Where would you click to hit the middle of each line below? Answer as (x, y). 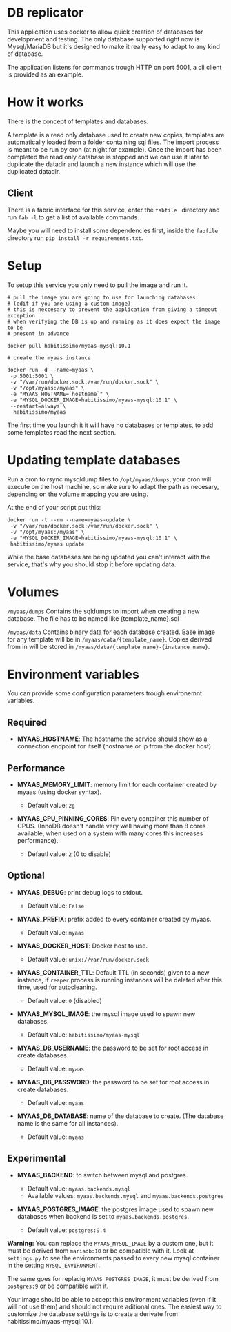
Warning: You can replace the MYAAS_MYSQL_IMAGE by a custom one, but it (110, 1243)
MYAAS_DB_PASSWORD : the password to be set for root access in (113, 1082)
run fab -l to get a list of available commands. (73, 217)
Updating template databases (94, 460)
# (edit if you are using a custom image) (69, 304)
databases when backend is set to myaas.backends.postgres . (103, 1216)
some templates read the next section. (62, 432)
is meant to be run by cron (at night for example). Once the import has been (114, 149)
